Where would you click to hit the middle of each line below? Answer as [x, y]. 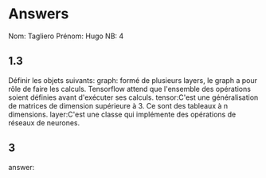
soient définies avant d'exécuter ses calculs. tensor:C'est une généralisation [133, 97]
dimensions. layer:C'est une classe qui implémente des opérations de [122, 114]
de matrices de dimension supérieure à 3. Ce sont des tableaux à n [118, 105]
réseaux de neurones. [44, 123]
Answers [39, 14]
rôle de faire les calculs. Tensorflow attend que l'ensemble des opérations [129, 89]
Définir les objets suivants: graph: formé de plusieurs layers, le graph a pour [133, 80]
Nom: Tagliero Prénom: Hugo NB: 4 [66, 36]
